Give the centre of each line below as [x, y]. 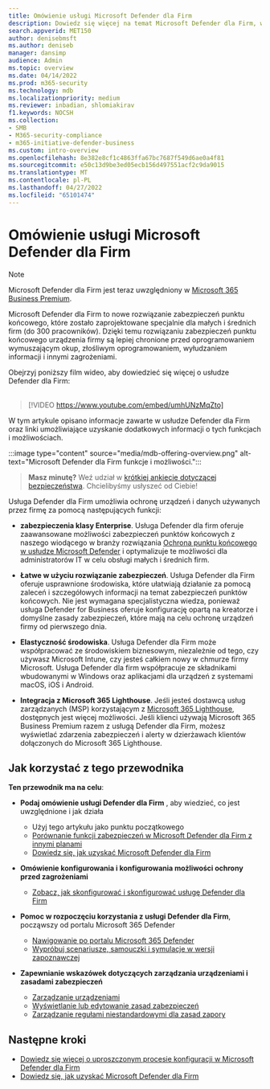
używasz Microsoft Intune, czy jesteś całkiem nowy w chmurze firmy [134, 659]
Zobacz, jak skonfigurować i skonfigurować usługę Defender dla [138, 892]
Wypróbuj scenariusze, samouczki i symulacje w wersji [123, 949]
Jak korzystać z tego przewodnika [96, 768]
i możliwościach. [36, 437]
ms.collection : [34, 121]
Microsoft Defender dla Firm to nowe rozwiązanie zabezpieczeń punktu [127, 313]
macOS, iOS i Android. [57, 685]
